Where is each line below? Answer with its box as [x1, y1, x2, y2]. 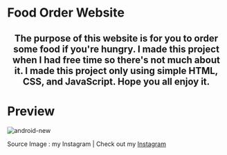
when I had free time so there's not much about [12, 54, 220, 66]
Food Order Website [7, 5, 125, 21]
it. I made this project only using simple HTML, [14, 64, 219, 77]
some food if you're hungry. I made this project [12, 43, 220, 55]
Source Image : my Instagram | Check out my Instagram [7, 140, 166, 148]
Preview [7, 103, 55, 119]
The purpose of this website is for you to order [14, 33, 219, 44]
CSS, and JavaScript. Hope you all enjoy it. [22, 75, 210, 87]
